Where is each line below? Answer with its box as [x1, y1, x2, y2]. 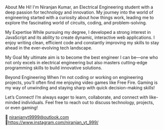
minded [5, 100, 21, 105]
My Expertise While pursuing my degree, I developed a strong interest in [5, 29, 151, 35]
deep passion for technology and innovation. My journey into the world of [5, 9, 153, 15]
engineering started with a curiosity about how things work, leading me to [5, 15, 154, 20]
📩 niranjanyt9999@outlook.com [5, 114, 70, 120]
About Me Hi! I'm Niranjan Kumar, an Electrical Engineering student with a [5, 4, 153, 10]
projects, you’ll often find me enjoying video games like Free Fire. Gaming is [5, 79, 158, 85]
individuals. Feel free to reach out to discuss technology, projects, [21, 100, 154, 105]
